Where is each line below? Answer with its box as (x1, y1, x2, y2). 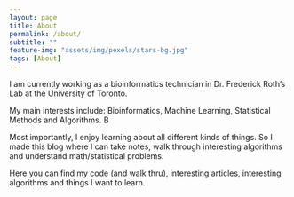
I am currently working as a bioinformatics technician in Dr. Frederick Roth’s (9, 79, 286, 89)
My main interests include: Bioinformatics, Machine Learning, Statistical (9, 106, 271, 115)
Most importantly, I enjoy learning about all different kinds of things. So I (9, 132, 274, 142)
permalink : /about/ (9, 29, 82, 38)
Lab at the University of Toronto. (9, 88, 128, 98)
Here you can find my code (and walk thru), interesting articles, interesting (9, 168, 282, 178)
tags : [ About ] (9, 54, 62, 63)
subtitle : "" (9, 37, 58, 47)
